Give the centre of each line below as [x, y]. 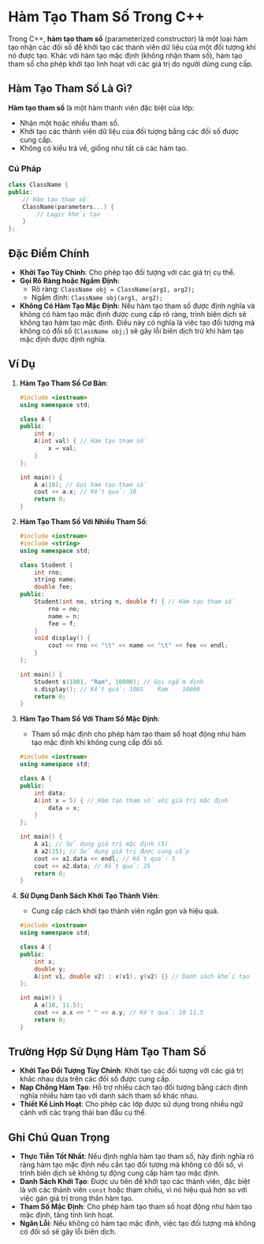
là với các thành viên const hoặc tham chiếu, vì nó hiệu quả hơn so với [133, 1190]
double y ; [50, 969]
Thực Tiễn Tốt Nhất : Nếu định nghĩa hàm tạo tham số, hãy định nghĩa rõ [137, 1156]
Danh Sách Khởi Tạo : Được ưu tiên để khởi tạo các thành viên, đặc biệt [135, 1182]
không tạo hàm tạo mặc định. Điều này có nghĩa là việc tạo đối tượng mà [137, 322]
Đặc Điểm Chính [49, 253]
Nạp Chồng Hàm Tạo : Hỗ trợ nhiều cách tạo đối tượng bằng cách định [134, 1087]
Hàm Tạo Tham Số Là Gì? [70, 89]
